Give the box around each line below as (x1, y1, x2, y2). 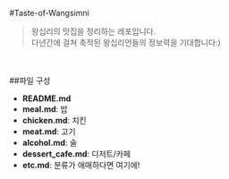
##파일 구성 (9, 75, 51, 86)
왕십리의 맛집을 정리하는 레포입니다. (30, 26, 157, 37)
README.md (21, 93, 72, 104)
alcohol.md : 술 (21, 138, 78, 148)
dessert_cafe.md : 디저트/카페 (21, 149, 131, 159)
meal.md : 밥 (21, 104, 69, 115)
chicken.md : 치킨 (21, 115, 87, 125)
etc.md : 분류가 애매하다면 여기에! (21, 160, 140, 170)
